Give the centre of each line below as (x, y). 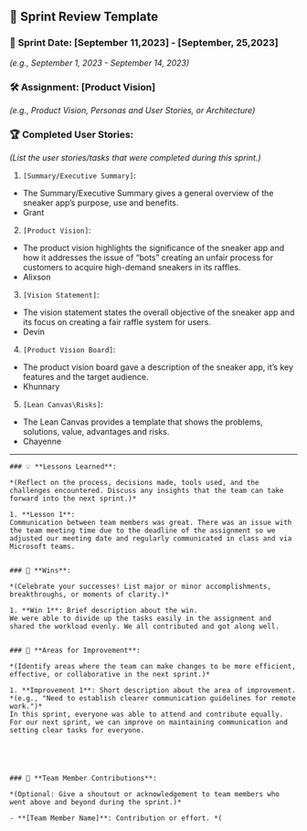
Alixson (37, 277)
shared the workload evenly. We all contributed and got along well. (145, 626)
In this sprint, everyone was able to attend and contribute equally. (147, 715)
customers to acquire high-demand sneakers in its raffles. (132, 268)
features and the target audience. (85, 377)
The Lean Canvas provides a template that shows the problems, (143, 422)
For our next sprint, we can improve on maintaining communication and (148, 722)
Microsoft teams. (42, 547)
